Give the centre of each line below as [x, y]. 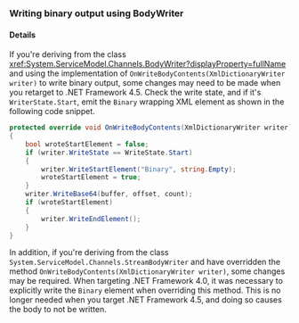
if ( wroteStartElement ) [69, 203]
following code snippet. [52, 112]
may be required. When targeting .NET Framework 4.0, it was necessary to [146, 281]
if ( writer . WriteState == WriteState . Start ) [109, 153]
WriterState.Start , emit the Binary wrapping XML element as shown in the [147, 102]
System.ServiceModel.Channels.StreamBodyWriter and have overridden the [145, 262]
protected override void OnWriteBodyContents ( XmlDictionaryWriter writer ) [151, 128]
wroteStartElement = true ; [91, 178]
